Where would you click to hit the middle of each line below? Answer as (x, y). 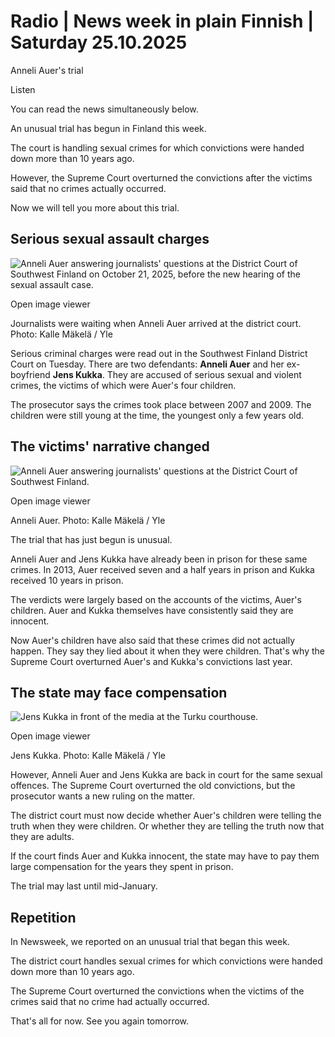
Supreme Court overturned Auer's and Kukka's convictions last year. (151, 661)
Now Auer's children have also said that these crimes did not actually (153, 640)
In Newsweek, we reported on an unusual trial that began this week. (150, 942)
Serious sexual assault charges (110, 239)
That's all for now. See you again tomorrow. (100, 1021)
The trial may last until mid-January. (84, 886)
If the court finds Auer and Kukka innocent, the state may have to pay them (165, 856)
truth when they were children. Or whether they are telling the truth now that (167, 826)
